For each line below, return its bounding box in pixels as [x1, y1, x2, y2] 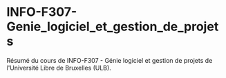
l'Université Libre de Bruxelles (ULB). [6, 64, 111, 72]
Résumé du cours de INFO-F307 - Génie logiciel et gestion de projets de [6, 56, 213, 64]
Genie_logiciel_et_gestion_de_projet [6, 19, 219, 35]
